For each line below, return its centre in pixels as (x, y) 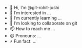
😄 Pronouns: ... (25, 36)
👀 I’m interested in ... (30, 13)
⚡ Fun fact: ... (23, 41)
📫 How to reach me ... (32, 29)
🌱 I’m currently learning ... (36, 18)
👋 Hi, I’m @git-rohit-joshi (34, 8)
